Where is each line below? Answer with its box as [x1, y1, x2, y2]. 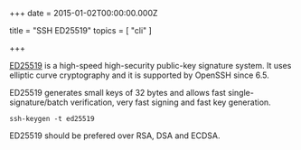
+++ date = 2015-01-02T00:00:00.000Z [9, 8, 158, 18]
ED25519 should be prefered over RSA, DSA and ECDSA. [9, 130, 221, 141]
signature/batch [9, 97, 69, 108]
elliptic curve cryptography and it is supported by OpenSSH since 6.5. [9, 70, 269, 80]
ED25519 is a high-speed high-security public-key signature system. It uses [9, 61, 292, 70]
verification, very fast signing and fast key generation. [70, 97, 271, 108]
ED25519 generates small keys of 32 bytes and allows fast [9, 88, 226, 98]
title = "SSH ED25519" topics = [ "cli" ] [9, 25, 152, 35]
